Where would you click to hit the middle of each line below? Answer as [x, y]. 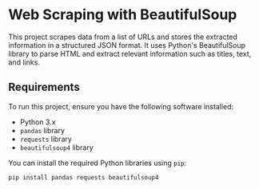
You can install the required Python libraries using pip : [98, 163]
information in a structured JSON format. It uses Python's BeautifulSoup [127, 45]
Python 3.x [38, 122]
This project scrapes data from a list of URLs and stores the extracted [123, 37]
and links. [24, 62]
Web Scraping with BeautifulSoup [123, 15]
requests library [46, 139]
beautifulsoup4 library [56, 147]
